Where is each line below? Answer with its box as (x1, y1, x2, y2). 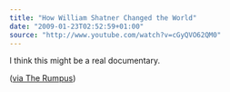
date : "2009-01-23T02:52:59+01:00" (9, 22, 145, 31)
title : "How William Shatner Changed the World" (9, 13, 197, 23)
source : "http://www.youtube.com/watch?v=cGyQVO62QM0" (9, 30, 222, 39)
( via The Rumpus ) (9, 73, 76, 84)
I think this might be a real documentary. (9, 56, 161, 66)
